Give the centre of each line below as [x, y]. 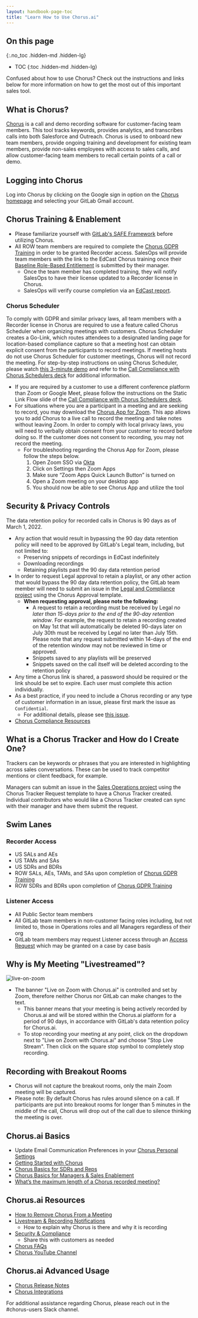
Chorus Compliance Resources [52, 721]
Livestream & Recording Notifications [60, 1221]
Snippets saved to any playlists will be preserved [92, 658]
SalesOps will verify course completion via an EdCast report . [97, 290]
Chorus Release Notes [42, 1285]
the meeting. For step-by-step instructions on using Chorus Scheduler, [92, 363]
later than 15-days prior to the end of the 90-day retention [103, 613]
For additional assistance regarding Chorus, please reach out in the [88, 1303]
